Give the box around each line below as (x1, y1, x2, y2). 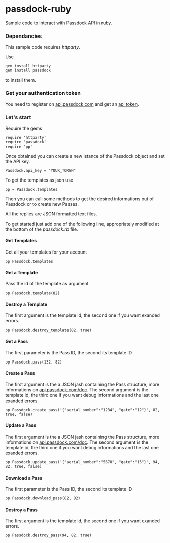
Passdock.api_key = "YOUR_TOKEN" (5, 168, 76, 173)
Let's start (5, 114, 31, 121)
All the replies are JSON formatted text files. (5, 211, 97, 217)
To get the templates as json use (5, 177, 74, 183)
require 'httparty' (5, 135, 47, 140)
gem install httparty (5, 64, 51, 69)
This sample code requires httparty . (5, 44, 80, 50)
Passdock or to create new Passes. (5, 201, 79, 207)
